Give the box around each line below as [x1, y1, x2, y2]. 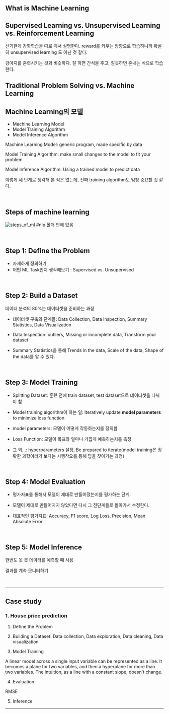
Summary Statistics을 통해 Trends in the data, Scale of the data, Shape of [12, 347, 164, 353]
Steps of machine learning [5, 207, 90, 216]
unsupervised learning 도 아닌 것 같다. [10, 49, 88, 55]
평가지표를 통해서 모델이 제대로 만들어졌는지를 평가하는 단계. [12, 491, 131, 497]
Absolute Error [12, 519, 43, 525]
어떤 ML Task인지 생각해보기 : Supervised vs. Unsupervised [12, 267, 134, 273]
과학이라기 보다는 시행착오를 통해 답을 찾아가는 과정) [22, 453, 125, 459]
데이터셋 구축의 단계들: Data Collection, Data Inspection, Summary [12, 316, 147, 322]
